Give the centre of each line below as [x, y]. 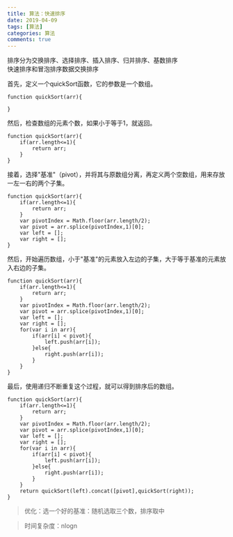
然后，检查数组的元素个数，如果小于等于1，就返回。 [82, 123]
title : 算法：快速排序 [37, 14]
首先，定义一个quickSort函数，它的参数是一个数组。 [82, 84]
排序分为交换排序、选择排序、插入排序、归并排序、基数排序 [93, 61]
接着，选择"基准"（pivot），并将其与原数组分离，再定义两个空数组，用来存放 [116, 174]
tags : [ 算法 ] [25, 27]
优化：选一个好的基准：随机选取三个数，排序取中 [94, 511]
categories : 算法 [31, 33]
